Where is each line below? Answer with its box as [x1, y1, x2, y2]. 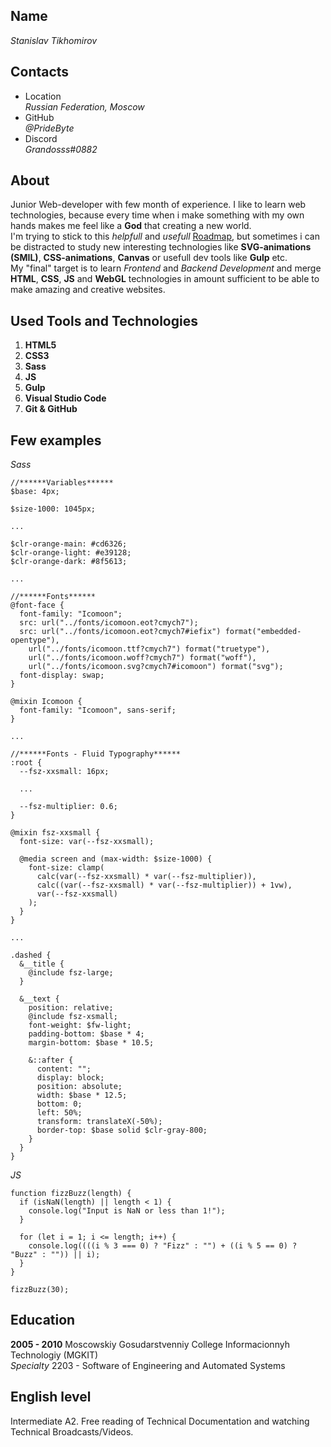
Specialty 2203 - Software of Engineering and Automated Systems [10, 1359, 286, 1371]
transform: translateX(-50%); [36, 1117, 163, 1127]
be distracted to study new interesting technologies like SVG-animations [10, 241, 312, 253]
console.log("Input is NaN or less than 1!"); [28, 1206, 226, 1216]
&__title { [19, 959, 65, 969]
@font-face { [10, 600, 65, 611]
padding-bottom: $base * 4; [28, 1029, 145, 1039]
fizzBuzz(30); [10, 1285, 70, 1295]
